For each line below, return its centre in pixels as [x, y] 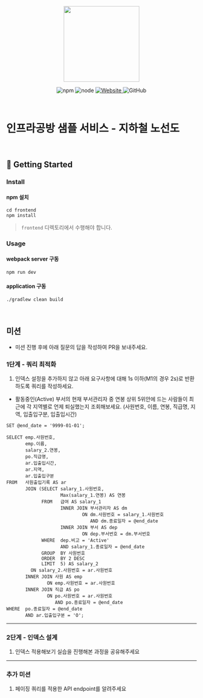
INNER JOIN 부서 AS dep [89, 527]
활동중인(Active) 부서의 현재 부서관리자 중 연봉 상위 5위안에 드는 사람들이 [101, 399]
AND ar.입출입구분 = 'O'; [55, 615]
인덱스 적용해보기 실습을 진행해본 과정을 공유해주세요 [77, 652]
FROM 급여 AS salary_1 [71, 502]
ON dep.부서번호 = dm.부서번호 [116, 534]
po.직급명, [37, 457]
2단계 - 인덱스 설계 [32, 637]
